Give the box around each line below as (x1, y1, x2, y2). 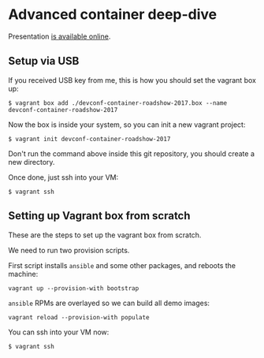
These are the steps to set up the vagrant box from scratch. (8, 230, 202, 240)
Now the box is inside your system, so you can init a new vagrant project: (8, 120, 246, 129)
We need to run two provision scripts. (8, 245, 130, 255)
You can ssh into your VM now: (8, 327, 110, 337)
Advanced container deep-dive (8, 6, 218, 24)
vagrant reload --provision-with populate (8, 313, 150, 321)
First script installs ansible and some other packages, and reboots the (8, 260, 236, 270)
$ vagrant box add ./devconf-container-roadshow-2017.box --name (8, 99, 227, 107)
